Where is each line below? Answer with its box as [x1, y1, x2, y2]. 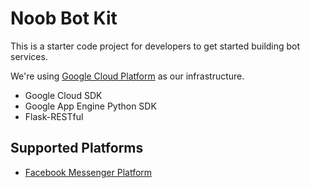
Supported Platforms [10, 140, 144, 157]
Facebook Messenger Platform [24, 166, 153, 178]
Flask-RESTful [24, 110, 84, 122]
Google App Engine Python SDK [24, 100, 157, 112]
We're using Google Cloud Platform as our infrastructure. [10, 70, 245, 82]
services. [10, 50, 48, 62]
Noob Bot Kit [10, 7, 118, 30]
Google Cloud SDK [24, 89, 103, 101]
